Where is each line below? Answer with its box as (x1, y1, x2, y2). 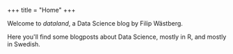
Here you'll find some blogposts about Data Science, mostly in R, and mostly (7, 33, 227, 41)
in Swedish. (7, 40, 40, 48)
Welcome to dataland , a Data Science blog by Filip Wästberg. (7, 19, 183, 27)
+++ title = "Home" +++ (7, 6, 76, 14)
